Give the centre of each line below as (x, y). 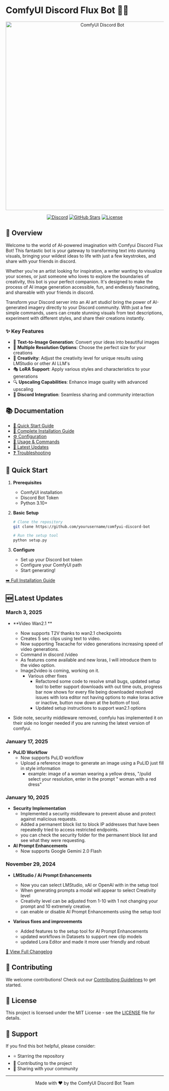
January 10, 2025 (27, 798)
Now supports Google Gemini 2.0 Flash (61, 851)
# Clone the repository (38, 522)
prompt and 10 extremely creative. (56, 906)
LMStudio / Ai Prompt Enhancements (52, 875)
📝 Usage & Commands (36, 442)
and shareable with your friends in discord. (50, 292)
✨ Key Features (25, 331)
